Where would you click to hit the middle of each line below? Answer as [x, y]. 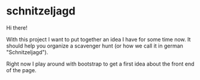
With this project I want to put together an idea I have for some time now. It [98, 39]
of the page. [21, 70]
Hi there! [17, 28]
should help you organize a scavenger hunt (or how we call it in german [95, 46]
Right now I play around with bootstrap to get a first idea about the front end [100, 64]
